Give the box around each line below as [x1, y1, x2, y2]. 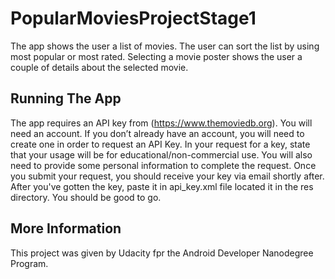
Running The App [10, 90, 122, 107]
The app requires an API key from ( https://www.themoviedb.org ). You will [10, 117, 313, 129]
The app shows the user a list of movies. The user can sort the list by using [10, 40, 320, 52]
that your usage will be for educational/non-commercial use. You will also [10, 148, 313, 161]
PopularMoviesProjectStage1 [10, 7, 257, 30]
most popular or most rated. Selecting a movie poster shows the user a [10, 50, 303, 62]
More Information [10, 220, 122, 237]
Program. [10, 257, 49, 269]
